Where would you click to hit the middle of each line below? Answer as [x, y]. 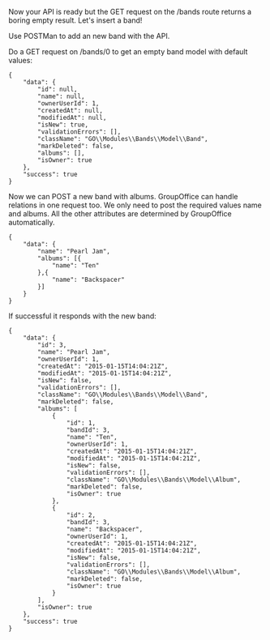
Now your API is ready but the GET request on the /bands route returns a [130, 12]
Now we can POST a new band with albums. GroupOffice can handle [123, 196]
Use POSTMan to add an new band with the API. [89, 36]
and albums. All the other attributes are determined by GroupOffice [120, 213]
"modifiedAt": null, [72, 117]
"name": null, [61, 96]
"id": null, [58, 89]
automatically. [32, 222]
